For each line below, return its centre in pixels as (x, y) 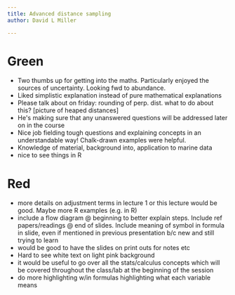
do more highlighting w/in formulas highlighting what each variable (114, 277)
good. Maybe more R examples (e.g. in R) (77, 211)
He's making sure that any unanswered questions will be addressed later (122, 118)
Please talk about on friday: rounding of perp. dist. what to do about (115, 103)
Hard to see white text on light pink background (86, 255)
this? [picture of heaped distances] (68, 110)
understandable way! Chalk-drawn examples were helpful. (102, 140)
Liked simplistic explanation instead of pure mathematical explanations (120, 96)
